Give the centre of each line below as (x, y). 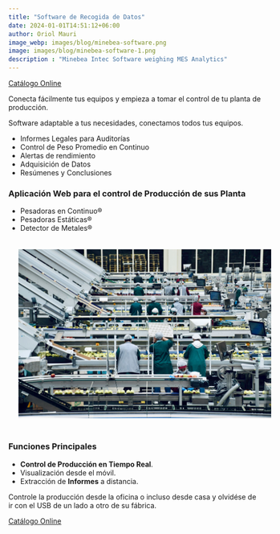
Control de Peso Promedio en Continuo (85, 147)
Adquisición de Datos (55, 164)
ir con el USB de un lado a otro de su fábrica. (83, 505)
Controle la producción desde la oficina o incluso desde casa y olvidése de (132, 497)
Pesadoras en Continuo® (61, 211)
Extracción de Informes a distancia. (79, 481)
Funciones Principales (53, 446)
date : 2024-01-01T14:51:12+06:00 (64, 25)
